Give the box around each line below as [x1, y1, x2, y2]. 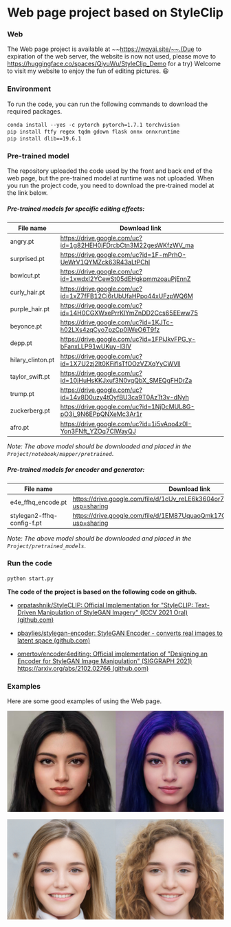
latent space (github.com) [16, 636, 91, 645]
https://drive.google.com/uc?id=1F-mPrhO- [60, 251, 187, 259]
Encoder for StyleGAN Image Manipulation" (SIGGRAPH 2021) [16, 656, 192, 665]
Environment [7, 84, 52, 94]
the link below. [7, 189, 48, 197]
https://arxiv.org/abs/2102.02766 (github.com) [16, 664, 149, 672]
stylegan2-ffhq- [10, 512, 58, 520]
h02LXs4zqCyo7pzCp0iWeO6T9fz [60, 326, 160, 334]
